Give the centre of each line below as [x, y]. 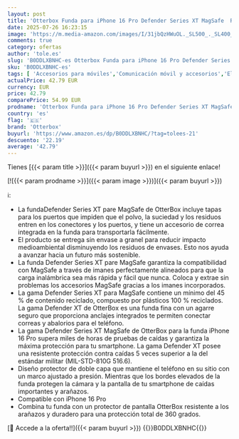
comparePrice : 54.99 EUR [44, 101]
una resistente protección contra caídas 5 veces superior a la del [113, 353]
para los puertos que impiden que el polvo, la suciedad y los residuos [119, 217]
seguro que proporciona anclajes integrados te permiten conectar [114, 316]
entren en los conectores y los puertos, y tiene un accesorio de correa [121, 225]
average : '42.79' [33, 147]
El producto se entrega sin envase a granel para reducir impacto [112, 240]
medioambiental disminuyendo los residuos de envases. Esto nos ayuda [123, 248]
